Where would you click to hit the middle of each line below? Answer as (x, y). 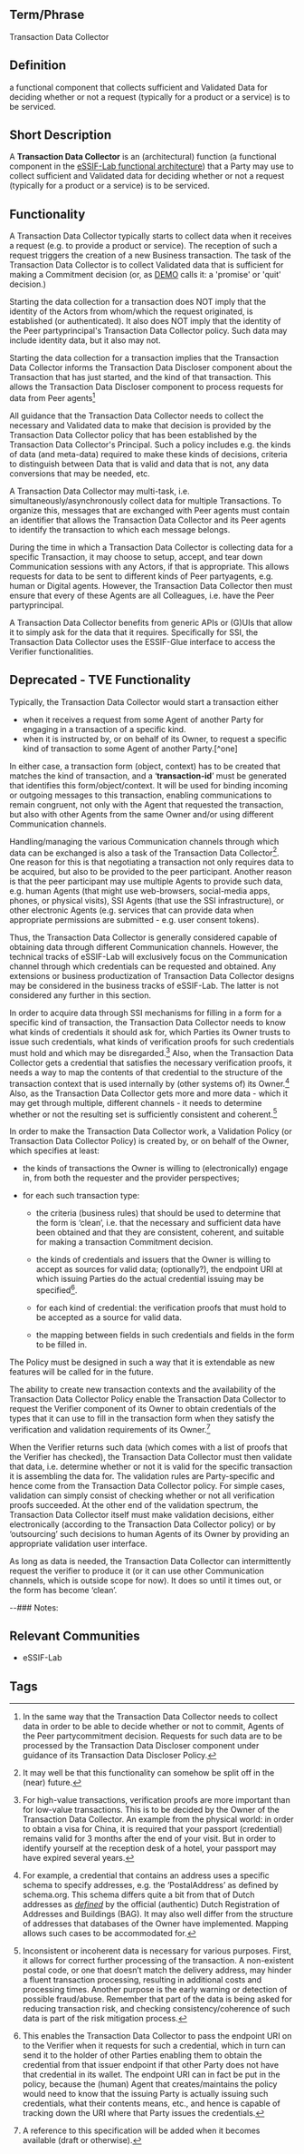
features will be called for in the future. (81, 1372)
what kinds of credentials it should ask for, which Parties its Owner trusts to (150, 1033)
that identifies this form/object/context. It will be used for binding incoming (148, 785)
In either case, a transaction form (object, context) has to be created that (145, 766)
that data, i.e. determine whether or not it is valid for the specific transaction (151, 1466)
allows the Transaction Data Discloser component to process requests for (147, 387)
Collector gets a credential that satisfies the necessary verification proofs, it (151, 1063)
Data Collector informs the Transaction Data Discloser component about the (151, 367)
